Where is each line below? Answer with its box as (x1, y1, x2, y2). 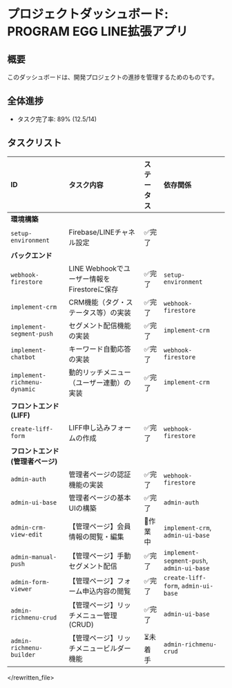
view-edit (10, 530, 43, 538)
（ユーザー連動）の (68, 378, 131, 388)
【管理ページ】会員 (68, 521, 131, 531)
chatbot (10, 353, 36, 361)
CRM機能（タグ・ (68, 297, 126, 307)
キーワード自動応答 (68, 344, 131, 354)
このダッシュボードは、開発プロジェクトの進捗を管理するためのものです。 (7, 73, 219, 81)
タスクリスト (7, 137, 62, 149)
